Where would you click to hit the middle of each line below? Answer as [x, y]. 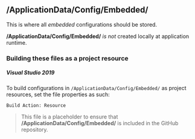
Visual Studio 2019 [30, 73]
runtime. [17, 42]
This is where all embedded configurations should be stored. [82, 24]
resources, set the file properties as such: [58, 94]
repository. [34, 129]
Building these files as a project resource [67, 58]
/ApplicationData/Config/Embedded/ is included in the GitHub [100, 123]
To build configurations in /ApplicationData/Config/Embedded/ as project [96, 88]
